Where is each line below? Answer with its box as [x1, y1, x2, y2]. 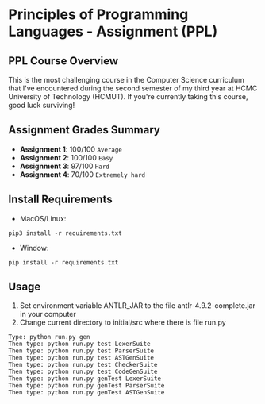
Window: [19, 243, 49, 252]
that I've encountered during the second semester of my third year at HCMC [8, 83, 258, 93]
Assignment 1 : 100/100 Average [19, 144, 123, 154]
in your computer [19, 310, 77, 319]
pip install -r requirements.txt [8, 258, 119, 267]
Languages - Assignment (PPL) [8, 22, 218, 40]
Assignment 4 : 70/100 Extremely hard [19, 169, 145, 179]
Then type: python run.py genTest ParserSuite [8, 382, 165, 390]
